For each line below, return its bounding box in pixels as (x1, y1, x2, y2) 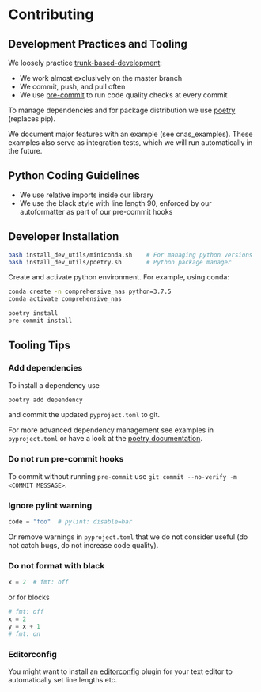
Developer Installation (8, 230, 119, 243)
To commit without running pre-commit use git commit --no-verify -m (8, 471, 237, 481)
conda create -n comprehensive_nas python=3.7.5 (8, 287, 172, 296)
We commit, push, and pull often (19, 82, 126, 91)
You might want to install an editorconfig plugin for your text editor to (8, 667, 233, 676)
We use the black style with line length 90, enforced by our (19, 198, 212, 207)
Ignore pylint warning (8, 500, 93, 511)
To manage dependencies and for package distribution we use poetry (8, 105, 236, 115)
